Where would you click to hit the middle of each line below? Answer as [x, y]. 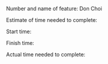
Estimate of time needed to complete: [52, 20]
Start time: [19, 31]
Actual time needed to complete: [46, 55]
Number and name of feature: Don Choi [54, 9]
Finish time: [20, 43]
